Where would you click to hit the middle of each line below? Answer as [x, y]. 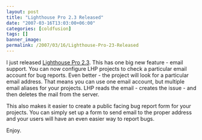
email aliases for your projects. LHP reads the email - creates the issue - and [101, 88]
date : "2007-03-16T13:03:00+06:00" [51, 23]
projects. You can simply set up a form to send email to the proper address [99, 112]
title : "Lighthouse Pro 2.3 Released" [55, 17]
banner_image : [24, 40]
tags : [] [17, 34]
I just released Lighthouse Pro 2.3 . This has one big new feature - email [95, 62]
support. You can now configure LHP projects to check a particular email [96, 68]
